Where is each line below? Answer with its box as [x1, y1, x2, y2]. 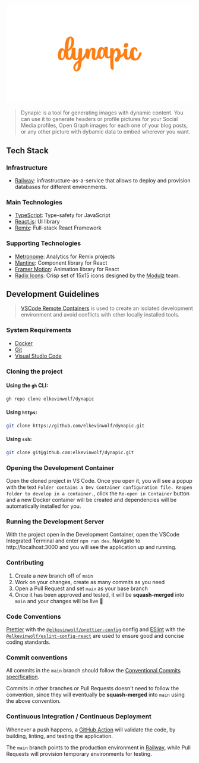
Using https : [6, 409, 37, 416]
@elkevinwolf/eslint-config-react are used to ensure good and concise [6, 632, 184, 640]
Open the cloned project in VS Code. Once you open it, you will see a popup [6, 477, 193, 485]
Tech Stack [6, 145, 49, 156]
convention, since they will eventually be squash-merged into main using [6, 691, 185, 699]
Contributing [6, 559, 44, 567]
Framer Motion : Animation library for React [14, 265, 119, 272]
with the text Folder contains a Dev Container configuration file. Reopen [6, 483, 192, 491]
